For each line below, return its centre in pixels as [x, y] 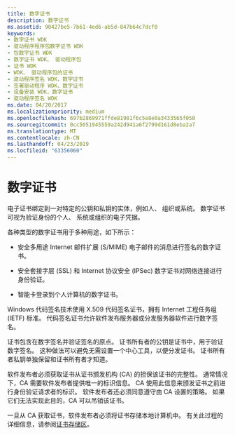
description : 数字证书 [38, 20]
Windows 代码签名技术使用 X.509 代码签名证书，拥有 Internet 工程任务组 [112, 309]
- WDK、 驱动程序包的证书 [40, 72]
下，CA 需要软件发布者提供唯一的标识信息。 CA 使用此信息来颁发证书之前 [114, 382]
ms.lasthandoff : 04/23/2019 [48, 145]
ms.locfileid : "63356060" [45, 151]
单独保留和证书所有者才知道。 [69, 359]
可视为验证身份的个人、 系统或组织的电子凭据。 [76, 217]
